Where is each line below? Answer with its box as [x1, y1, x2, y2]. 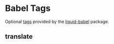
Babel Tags [5, 3, 51, 14]
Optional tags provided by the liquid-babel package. [5, 19, 109, 24]
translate [5, 33, 33, 41]
